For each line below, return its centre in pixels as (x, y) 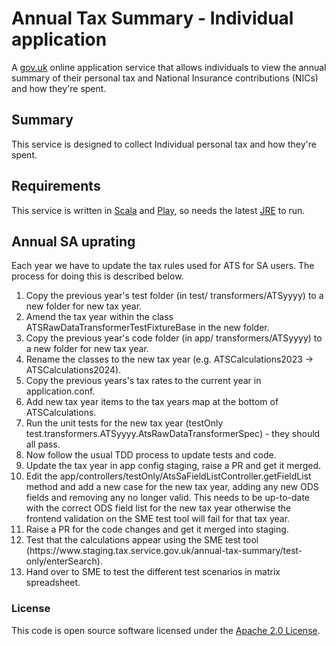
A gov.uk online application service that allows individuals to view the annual (169, 67)
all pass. (43, 444)
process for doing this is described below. (97, 276)
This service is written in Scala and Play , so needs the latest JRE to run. (158, 210)
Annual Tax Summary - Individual (152, 18)
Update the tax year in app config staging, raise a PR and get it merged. (173, 466)
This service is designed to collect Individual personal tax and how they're (164, 144)
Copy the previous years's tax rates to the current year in (143, 381)
